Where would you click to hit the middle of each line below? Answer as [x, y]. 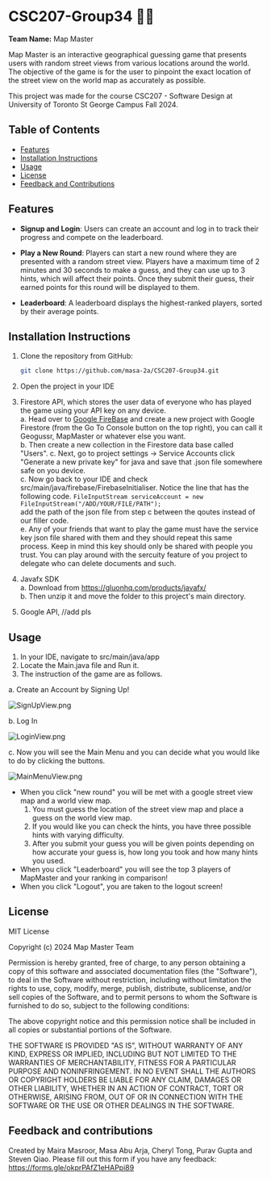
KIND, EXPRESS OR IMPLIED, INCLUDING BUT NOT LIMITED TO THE [123, 1054]
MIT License [29, 931]
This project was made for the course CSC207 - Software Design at [121, 95]
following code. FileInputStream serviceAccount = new [112, 497]
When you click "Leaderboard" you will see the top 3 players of [125, 869]
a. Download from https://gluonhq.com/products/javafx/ [113, 588]
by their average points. [59, 311]
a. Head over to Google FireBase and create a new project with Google [138, 419]
